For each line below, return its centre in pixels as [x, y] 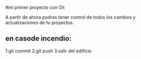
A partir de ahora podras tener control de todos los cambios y [70, 17]
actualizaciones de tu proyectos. [40, 23]
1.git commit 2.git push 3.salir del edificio [48, 51]
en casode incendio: [38, 38]
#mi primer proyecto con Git [35, 7]
